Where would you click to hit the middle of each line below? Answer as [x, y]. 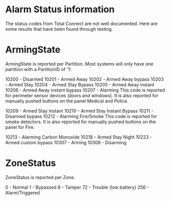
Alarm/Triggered [22, 192]
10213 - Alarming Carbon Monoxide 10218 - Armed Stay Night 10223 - [79, 137]
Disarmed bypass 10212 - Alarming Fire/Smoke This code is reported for [81, 116]
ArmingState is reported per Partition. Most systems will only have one [79, 64]
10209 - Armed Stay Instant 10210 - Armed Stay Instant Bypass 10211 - [79, 110]
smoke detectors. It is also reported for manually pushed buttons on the [81, 122]
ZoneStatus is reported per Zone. [40, 177]
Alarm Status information [60, 9]
